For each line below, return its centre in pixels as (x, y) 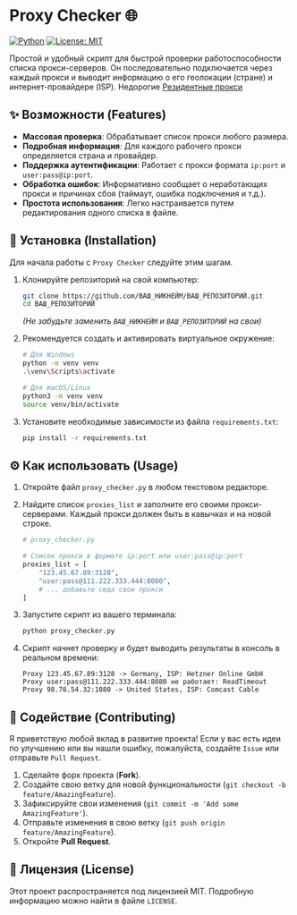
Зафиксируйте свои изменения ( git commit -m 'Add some (130, 804)
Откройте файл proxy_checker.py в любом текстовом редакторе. (145, 487)
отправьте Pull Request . (55, 758)
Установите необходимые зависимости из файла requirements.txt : (150, 421)
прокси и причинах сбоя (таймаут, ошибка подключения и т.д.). (144, 193)
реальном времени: (60, 657)
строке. (37, 523)
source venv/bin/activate (70, 404)
